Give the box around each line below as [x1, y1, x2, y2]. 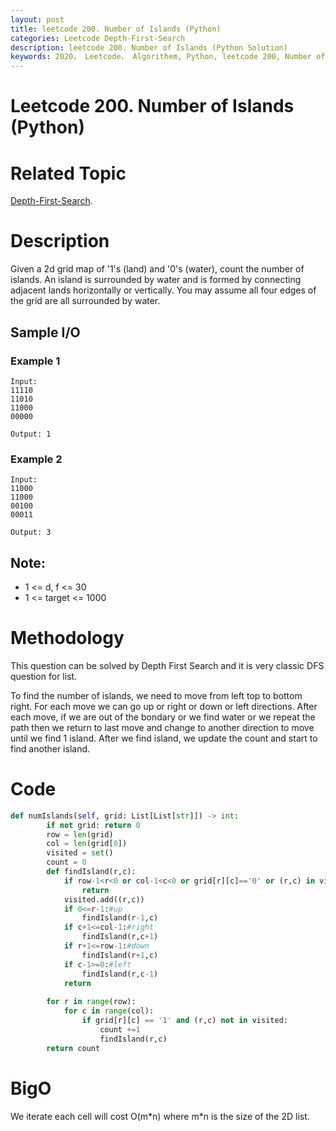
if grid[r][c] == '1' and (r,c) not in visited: [81, 1016, 288, 1026]
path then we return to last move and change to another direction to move [10, 721, 315, 733]
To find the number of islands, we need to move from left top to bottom [10, 689, 303, 701]
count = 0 [46, 857, 87, 868]
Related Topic [10, 162, 127, 185]
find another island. [10, 742, 91, 755]
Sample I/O [10, 324, 81, 341]
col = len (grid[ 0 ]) [46, 839, 128, 849]
